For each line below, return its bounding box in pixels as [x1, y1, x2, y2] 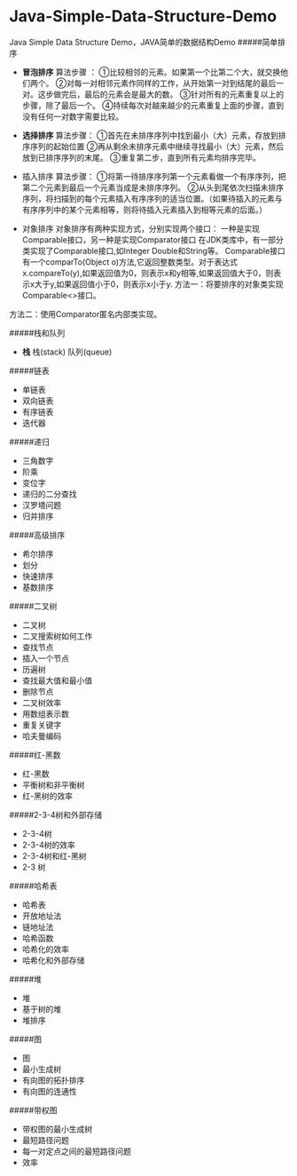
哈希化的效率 [21, 943, 69, 954]
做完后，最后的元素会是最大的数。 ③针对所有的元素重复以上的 [52, 89, 285, 99]
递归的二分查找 [21, 489, 77, 499]
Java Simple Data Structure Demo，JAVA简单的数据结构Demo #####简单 [9, 36, 278, 47]
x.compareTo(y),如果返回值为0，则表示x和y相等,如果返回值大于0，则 [21, 267, 274, 278]
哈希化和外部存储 [21, 955, 85, 965]
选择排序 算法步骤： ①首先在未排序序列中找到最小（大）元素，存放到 [21, 130, 279, 140]
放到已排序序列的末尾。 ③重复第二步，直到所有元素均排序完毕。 [21, 152, 262, 163]
